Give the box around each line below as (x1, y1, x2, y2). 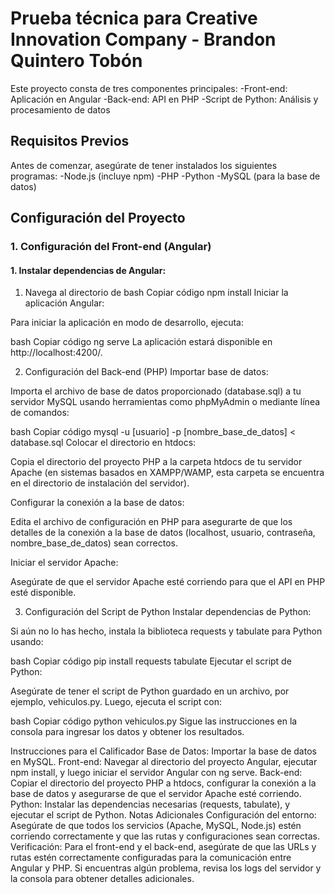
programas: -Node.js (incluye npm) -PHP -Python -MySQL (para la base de (10, 170, 321, 182)
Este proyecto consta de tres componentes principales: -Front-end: (10, 82, 288, 94)
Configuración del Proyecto (10, 210, 186, 227)
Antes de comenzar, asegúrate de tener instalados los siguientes (10, 159, 278, 171)
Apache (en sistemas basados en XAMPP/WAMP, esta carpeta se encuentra (10, 467, 325, 479)
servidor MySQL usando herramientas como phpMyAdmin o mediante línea (10, 396, 321, 408)
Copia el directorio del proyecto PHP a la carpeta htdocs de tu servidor (10, 456, 303, 468)
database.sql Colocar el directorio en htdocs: (10, 437, 197, 449)
